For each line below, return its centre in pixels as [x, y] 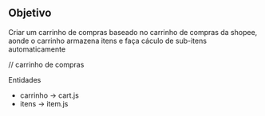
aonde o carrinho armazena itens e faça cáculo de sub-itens [108, 41]
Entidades [25, 79]
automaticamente [37, 49]
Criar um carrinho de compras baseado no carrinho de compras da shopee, [133, 32]
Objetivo [30, 13]
